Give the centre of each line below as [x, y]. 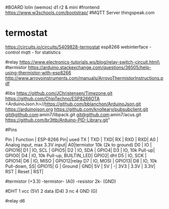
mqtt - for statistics [41, 52]
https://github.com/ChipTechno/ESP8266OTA [52, 98]
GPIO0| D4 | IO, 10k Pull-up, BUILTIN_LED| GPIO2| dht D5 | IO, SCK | [76, 155]
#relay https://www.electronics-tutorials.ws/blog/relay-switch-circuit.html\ [82, 62]
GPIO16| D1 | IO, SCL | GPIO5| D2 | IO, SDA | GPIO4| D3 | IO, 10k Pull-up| [80, 150]
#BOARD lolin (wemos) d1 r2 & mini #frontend [52, 7]
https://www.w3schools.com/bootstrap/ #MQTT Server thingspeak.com [80, 13]
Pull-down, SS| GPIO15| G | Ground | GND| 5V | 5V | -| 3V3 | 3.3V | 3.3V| [80, 166]
